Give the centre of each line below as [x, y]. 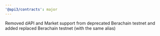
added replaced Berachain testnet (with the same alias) [60, 28]
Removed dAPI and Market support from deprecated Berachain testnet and [80, 23]
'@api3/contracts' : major [31, 9]
